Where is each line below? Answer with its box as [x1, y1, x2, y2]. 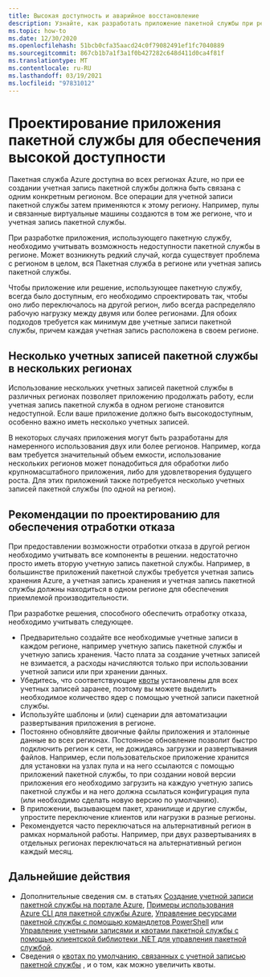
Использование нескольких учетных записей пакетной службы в [8, 383, 234, 393]
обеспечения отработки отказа [8, 520, 175, 534]
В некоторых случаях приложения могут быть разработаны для [8, 433, 229, 443]
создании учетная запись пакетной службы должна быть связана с [8, 183, 241, 193]
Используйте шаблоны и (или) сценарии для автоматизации [19, 710, 227, 719]
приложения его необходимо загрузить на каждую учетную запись [19, 778, 253, 788]
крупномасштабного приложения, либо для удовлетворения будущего [8, 467, 252, 477]
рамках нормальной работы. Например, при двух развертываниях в [19, 830, 257, 839]
